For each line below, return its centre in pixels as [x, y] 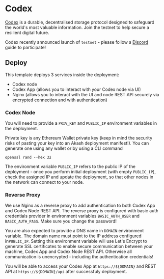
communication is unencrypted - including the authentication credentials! [79, 257]
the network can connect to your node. [45, 182]
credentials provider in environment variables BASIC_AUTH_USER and [72, 216]
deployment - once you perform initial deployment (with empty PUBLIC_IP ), [81, 172]
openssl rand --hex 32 [28, 158]
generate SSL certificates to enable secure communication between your [79, 247]
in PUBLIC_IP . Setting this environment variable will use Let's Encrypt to [76, 241]
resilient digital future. [27, 32]
